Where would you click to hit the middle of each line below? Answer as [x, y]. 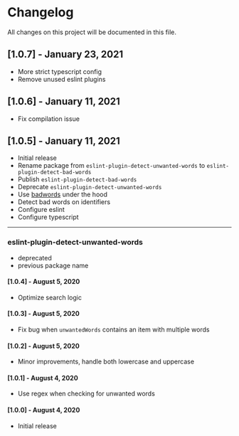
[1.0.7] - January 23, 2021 [65, 54]
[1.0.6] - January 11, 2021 [64, 101]
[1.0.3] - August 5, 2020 [43, 314]
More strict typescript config [59, 71]
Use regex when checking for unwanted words [86, 394]
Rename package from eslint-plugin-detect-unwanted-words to [111, 166]
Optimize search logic [49, 297]
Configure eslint [41, 210]
